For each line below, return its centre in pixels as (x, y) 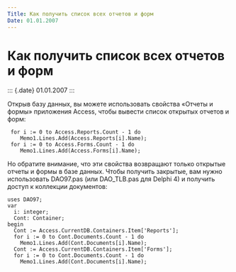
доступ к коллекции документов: (57, 187)
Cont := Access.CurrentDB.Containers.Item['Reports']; (96, 231)
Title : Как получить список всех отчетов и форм (80, 14)
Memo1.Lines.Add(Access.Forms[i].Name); (80, 151)
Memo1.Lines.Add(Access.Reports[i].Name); (84, 138)
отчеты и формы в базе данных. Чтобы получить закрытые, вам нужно (115, 172)
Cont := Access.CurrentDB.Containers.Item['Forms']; (93, 249)
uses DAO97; (25, 200)
